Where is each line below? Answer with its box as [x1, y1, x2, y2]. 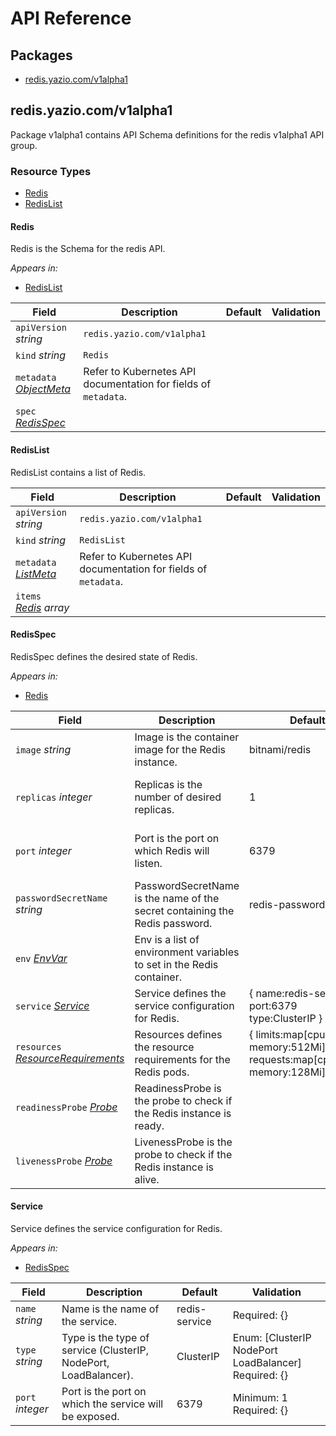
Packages [10, 47, 73, 64]
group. [10, 139, 38, 151]
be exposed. [61, 1409, 120, 1423]
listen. [134, 856, 163, 870]
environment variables [134, 945, 240, 959]
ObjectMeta [15, 382, 72, 396]
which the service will [61, 1397, 164, 1411]
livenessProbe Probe [15, 1153, 113, 1167]
